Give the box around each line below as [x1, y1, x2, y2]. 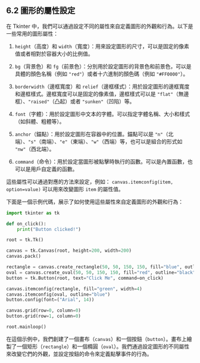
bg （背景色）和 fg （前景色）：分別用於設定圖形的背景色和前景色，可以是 [14, 62, 192, 70]
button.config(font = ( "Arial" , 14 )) [6, 297, 95, 303]
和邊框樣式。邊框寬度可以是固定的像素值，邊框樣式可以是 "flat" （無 [14, 90, 184, 97]
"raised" [27, 99, 50, 105]
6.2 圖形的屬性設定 [6, 5, 76, 16]
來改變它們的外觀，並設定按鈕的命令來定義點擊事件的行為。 [6, 350, 152, 357]
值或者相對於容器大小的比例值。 [14, 50, 93, 57]
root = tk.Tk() [6, 237, 44, 243]
